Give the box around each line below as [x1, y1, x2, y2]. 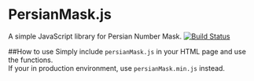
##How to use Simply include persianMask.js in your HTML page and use [8, 46, 246, 56]
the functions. [8, 55, 53, 64]
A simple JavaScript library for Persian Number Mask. [8, 31, 182, 41]
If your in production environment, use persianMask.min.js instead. [8, 63, 226, 72]
